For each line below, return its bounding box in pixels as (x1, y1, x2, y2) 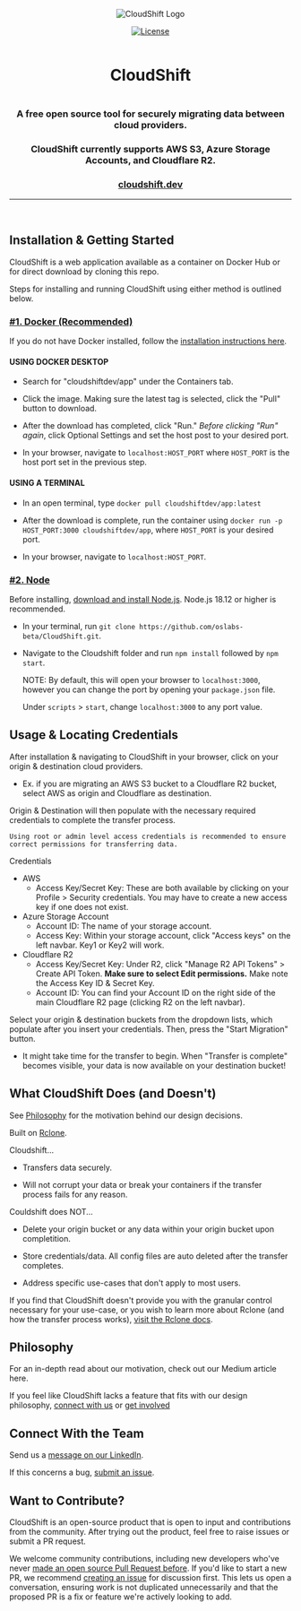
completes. (21, 1260, 64, 1270)
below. (9, 292, 34, 304)
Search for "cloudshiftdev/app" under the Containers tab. (21, 377, 234, 387)
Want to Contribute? (9, 1493, 125, 1508)
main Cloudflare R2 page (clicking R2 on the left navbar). (35, 996, 245, 1008)
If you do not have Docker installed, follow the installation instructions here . (9, 336, 288, 347)
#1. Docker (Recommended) (9, 315, 133, 327)
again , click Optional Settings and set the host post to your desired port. (21, 430, 289, 441)
